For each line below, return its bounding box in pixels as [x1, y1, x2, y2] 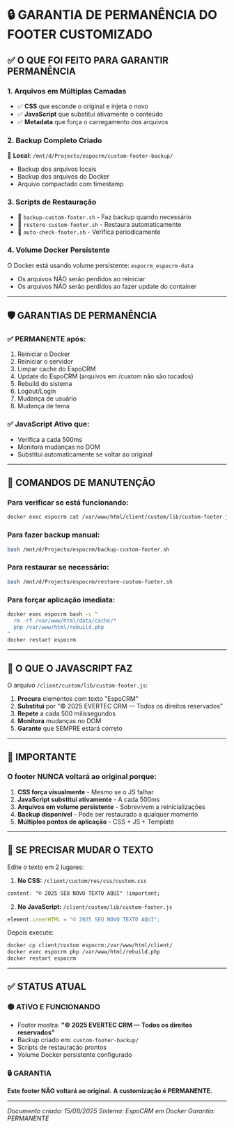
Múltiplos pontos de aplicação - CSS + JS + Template [17, 817, 174, 826]
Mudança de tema [17, 402, 70, 410]
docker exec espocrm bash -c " [7, 610, 98, 618]
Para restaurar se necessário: [7, 563, 109, 572]
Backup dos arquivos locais [17, 165, 97, 173]
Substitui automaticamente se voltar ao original [17, 450, 153, 459]
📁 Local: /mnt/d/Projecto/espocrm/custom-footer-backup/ [7, 151, 173, 160]
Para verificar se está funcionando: [7, 498, 129, 507]
